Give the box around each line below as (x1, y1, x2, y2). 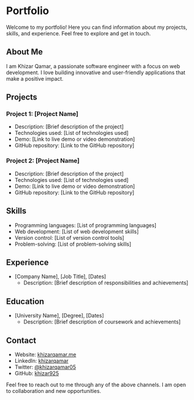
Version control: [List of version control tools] (14, 234, 125, 241)
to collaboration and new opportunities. (6, 387, 102, 394)
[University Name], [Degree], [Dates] (14, 312, 104, 319)
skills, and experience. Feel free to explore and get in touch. (6, 29, 151, 37)
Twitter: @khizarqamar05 (14, 363, 76, 371)
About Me (6, 47, 43, 57)
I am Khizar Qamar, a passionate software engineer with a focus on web (6, 62, 180, 70)
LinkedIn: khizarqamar (14, 357, 69, 364)
